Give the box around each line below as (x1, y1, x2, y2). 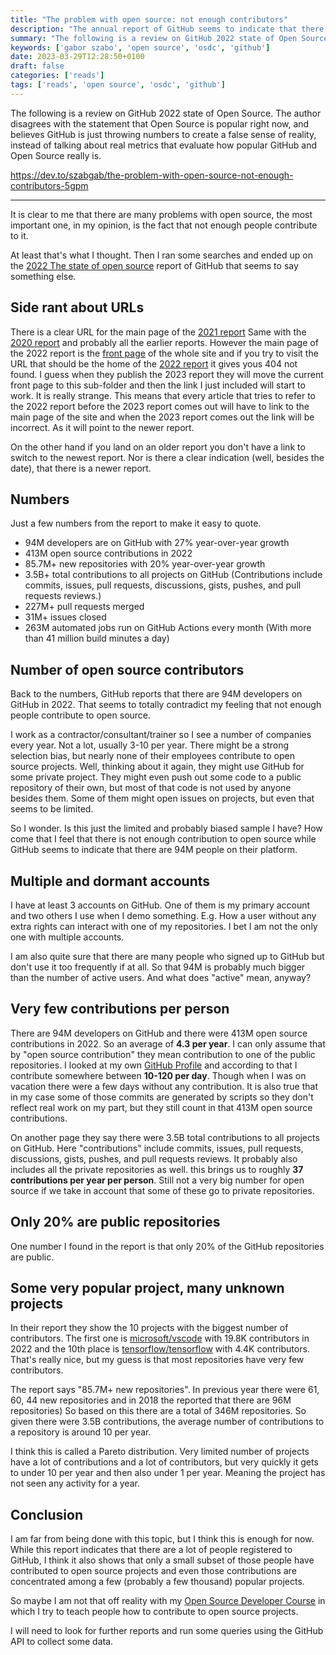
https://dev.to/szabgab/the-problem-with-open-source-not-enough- (10, 169, 294, 181)
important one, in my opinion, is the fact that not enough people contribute (10, 219, 318, 231)
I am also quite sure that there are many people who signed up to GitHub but (10, 951, 325, 962)
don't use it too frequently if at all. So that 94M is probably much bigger (10, 961, 306, 973)
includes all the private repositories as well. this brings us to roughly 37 (10, 1163, 304, 1175)
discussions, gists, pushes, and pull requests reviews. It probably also (10, 1152, 298, 1165)
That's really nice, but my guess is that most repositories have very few (10, 1354, 305, 1366)
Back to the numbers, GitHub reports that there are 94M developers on (10, 688, 303, 700)
